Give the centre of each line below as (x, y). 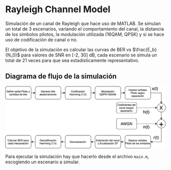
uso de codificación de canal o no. (41, 40)
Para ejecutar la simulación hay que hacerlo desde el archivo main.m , (77, 157)
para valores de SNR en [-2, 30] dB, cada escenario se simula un (89, 55)
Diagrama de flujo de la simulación (61, 77)
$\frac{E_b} (144, 49)
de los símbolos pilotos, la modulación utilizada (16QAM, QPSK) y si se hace (85, 34)
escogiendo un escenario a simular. (42, 162)
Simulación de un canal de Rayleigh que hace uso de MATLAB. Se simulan (83, 23)
